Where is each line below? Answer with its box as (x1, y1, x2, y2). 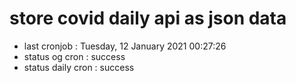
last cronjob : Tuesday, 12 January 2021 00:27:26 (23, 40, 227, 52)
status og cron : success (23, 50, 126, 62)
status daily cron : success (23, 61, 135, 73)
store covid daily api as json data (9, 7, 287, 30)
